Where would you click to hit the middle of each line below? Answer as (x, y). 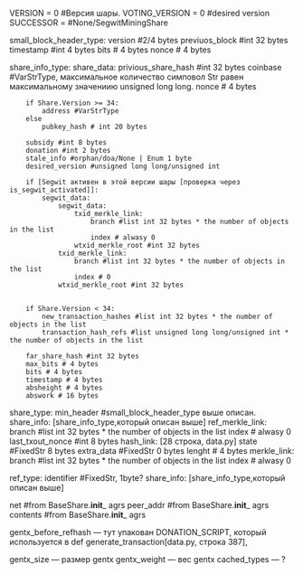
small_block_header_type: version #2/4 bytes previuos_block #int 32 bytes (149, 40)
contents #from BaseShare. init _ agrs (78, 515)
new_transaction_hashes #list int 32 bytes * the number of (157, 316)
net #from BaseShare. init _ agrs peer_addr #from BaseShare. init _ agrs (139, 505)
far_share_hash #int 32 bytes (83, 356)
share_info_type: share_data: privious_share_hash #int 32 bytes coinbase (146, 67)
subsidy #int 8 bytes (66, 143)
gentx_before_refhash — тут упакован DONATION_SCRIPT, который (138, 532)
